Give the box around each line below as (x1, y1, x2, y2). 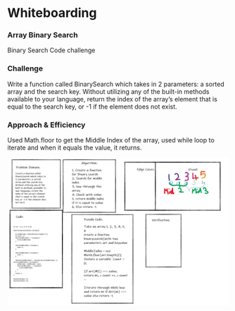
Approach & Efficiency (7, 120, 86, 130)
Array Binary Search (7, 30, 79, 40)
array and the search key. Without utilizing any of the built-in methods (7, 87, 210, 96)
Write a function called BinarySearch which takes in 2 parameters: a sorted (7, 80, 225, 88)
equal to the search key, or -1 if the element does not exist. (7, 102, 177, 111)
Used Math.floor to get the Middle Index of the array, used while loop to (7, 136, 215, 145)
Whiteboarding (7, 5, 97, 21)
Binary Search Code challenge (7, 46, 96, 54)
